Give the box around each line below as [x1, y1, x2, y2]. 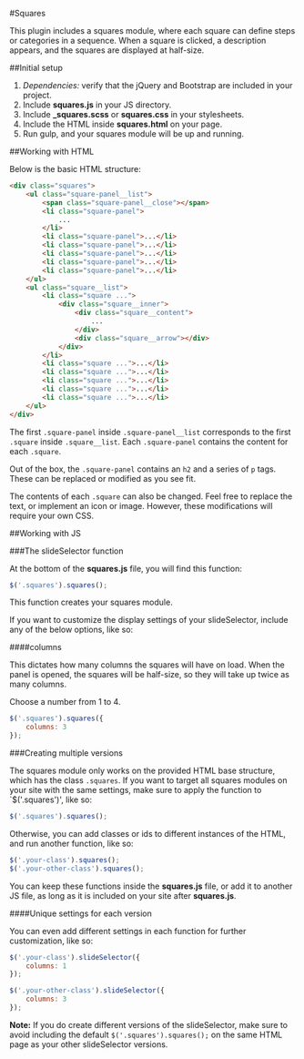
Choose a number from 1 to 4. [9, 697, 121, 708]
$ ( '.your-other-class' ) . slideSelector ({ [9, 986, 166, 995]
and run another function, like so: [9, 838, 134, 849]
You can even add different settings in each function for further [9, 925, 247, 936]
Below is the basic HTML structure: [9, 164, 141, 174]
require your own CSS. [9, 510, 95, 521]
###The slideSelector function [9, 545, 125, 556]
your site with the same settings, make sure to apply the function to [9, 785, 262, 795]
